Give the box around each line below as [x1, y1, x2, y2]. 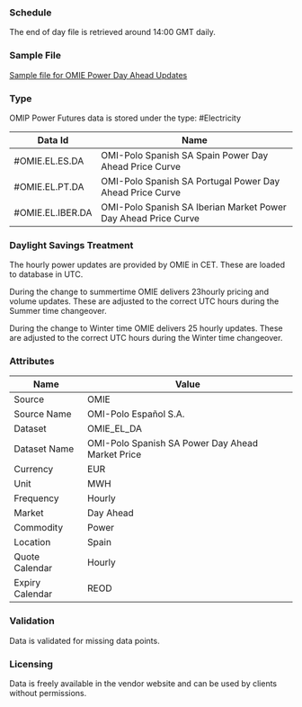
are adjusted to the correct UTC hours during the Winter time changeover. [9, 333, 283, 344]
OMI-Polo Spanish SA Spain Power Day [101, 148, 269, 161]
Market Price [86, 448, 142, 461]
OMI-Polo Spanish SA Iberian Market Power [101, 201, 287, 213]
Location [13, 536, 51, 549]
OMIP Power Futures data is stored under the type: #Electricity [9, 112, 241, 123]
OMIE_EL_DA [86, 423, 142, 435]
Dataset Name [13, 443, 75, 455]
